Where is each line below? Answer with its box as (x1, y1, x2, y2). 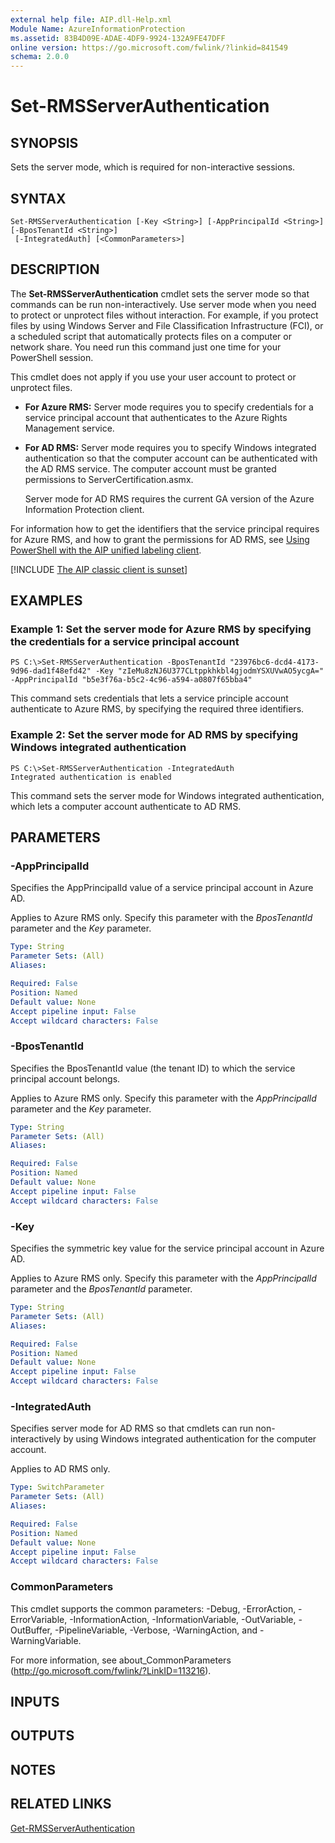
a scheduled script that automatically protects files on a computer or (10, 330, 292, 342)
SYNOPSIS (10, 134, 79, 151)
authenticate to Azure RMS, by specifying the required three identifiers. (10, 703, 305, 715)
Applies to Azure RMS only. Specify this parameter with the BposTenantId (10, 912, 313, 924)
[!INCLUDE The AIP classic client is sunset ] (10, 563, 188, 575)
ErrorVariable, (10, 1613, 68, 1625)
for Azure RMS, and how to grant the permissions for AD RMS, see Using (10, 533, 310, 545)
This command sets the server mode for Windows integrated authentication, (10, 789, 325, 801)
